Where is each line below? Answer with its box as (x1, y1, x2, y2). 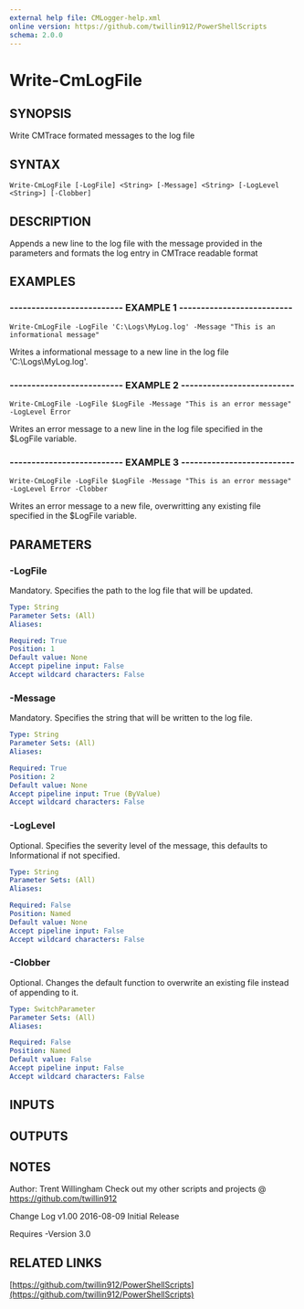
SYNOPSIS (9, 106, 72, 121)
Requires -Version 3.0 (9, 1229, 91, 1240)
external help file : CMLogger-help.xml (9, 13, 162, 23)
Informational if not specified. (9, 850, 121, 860)
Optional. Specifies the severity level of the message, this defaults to (9, 839, 267, 850)
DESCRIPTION (9, 214, 91, 229)
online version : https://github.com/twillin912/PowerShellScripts (9, 22, 267, 31)
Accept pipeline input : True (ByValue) (9, 789, 162, 798)
